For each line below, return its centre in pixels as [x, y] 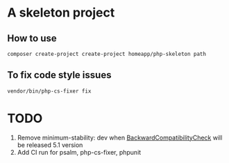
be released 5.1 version [50, 145]
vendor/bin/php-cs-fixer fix [49, 91]
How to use [32, 38]
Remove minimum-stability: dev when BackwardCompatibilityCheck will [120, 137]
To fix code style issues [59, 75]
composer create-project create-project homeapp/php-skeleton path [107, 54]
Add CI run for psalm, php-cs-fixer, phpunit [79, 152]
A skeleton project [61, 13]
